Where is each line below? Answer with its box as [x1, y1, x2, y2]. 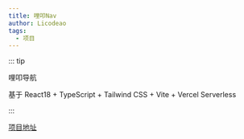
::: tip [8, 56, 26, 66]
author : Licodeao [8, 19, 67, 27]
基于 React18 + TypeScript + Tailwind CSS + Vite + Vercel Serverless [8, 90, 237, 100]
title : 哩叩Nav [8, 11, 57, 20]
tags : [8, 27, 27, 35]
